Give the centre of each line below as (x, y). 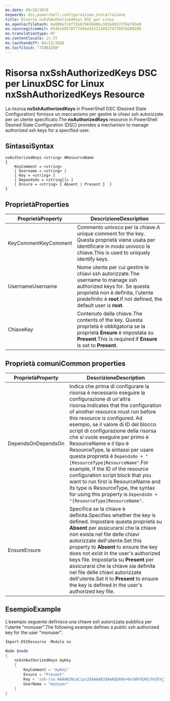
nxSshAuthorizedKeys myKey (43, 660)
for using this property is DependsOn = (113, 494)
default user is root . (100, 305)
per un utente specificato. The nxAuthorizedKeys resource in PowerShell (81, 119)
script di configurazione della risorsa (113, 431)
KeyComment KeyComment (40, 243)
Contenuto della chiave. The (110, 314)
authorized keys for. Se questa (113, 286)
